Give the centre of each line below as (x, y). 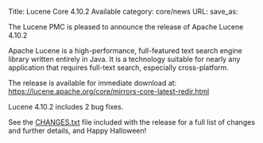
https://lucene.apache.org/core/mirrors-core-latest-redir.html (109, 91)
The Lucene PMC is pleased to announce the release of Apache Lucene (126, 27)
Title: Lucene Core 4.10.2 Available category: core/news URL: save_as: (123, 12)
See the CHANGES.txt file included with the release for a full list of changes (132, 122)
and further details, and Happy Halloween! (77, 131)
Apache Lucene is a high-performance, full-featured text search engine (125, 50)
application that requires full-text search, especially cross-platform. (118, 68)
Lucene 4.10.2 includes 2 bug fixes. (66, 107)
